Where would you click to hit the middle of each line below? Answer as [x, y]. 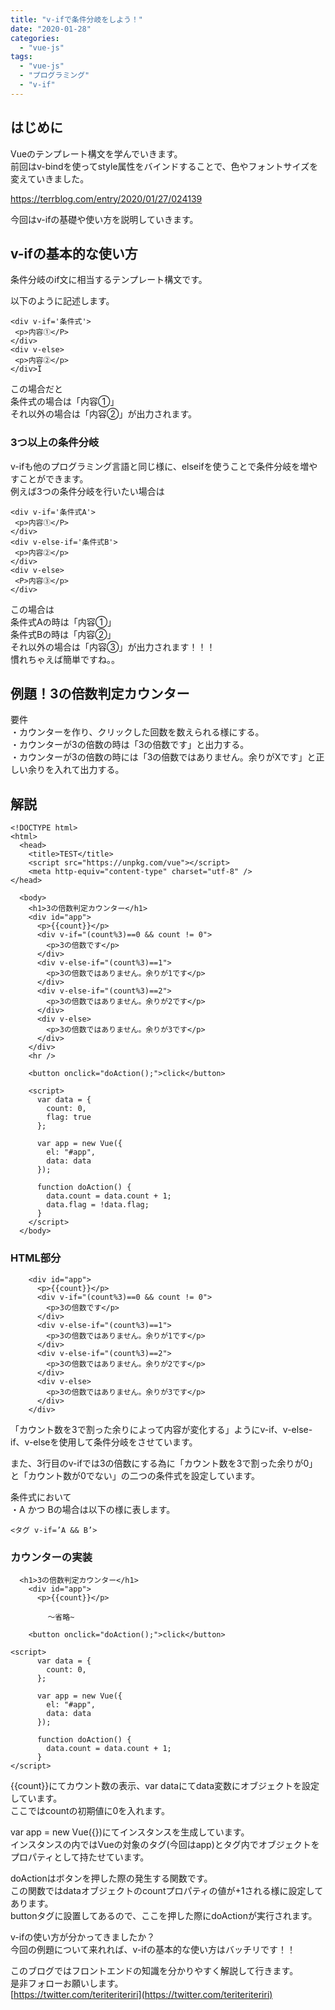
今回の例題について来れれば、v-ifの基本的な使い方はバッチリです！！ [153, 1949]
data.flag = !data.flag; [98, 1205]
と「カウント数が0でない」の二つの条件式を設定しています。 [135, 1475]
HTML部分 [36, 1258]
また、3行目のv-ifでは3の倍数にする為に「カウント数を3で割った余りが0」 [164, 1463]
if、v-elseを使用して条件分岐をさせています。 [104, 1442]
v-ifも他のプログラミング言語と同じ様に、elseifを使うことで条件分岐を [155, 466]
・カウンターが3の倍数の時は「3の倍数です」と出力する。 [130, 745]
